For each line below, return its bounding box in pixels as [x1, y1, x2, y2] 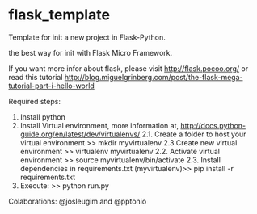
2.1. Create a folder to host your [141, 129, 246, 139]
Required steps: [8, 96, 61, 106]
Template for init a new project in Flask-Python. [8, 32, 166, 42]
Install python [19, 111, 66, 122]
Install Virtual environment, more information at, [19, 120, 179, 130]
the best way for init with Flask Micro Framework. [8, 48, 173, 57]
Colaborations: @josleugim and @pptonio [8, 196, 147, 206]
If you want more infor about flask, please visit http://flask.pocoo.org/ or [8, 63, 249, 73]
